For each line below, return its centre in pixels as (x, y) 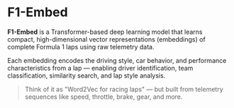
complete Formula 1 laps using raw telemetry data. (81, 47)
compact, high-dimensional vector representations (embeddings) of (106, 39)
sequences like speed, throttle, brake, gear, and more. (104, 97)
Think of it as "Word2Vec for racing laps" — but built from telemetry (124, 89)
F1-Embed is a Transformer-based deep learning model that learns (105, 32)
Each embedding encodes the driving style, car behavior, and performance (117, 60)
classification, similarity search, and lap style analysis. (87, 76)
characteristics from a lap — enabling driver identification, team (100, 68)
